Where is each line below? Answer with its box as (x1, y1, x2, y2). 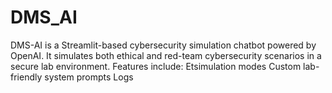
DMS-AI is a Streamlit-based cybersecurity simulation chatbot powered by (10, 39, 317, 51)
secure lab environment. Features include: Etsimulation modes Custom (10, 60, 302, 72)
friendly (10, 71, 43, 83)
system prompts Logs (44, 71, 134, 83)
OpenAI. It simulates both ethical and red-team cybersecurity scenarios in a (10, 49, 322, 61)
